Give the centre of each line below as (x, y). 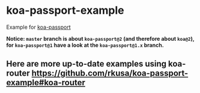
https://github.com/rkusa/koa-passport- (110, 73)
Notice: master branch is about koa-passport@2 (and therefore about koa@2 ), (100, 38)
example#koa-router (46, 82)
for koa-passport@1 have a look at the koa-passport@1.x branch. (85, 45)
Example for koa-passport (38, 27)
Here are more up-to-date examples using (86, 64)
